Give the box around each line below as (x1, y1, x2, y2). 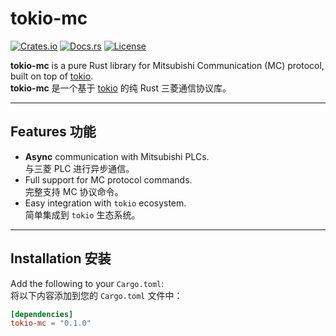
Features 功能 (10, 123, 97, 141)
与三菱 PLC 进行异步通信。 (24, 162, 135, 174)
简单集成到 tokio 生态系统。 (24, 208, 141, 221)
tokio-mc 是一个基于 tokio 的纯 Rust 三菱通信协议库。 (10, 82, 232, 94)
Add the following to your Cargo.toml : (10, 277, 165, 289)
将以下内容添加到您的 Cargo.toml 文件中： (10, 289, 183, 301)
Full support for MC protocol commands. (24, 173, 193, 186)
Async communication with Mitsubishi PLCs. (24, 150, 210, 162)
